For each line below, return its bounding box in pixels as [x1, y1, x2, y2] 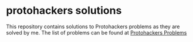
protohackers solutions [6, 4, 122, 17]
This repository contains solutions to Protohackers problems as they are [6, 23, 180, 30]
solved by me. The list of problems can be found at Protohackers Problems [6, 29, 187, 36]
